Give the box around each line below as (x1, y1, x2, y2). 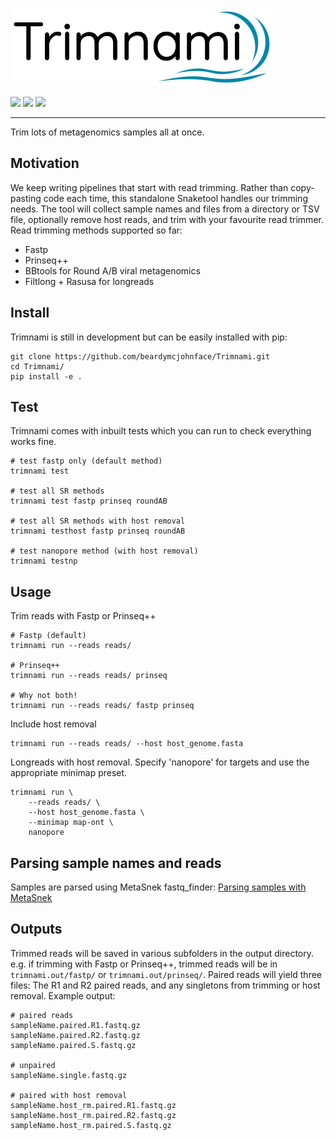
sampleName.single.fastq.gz (10, 1070, 128, 1080)
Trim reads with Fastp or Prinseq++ (10, 610, 157, 622)
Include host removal (10, 718, 97, 730)
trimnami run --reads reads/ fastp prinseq (10, 701, 195, 711)
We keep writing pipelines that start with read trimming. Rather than (10, 181, 289, 193)
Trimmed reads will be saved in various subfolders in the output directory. (10, 947, 315, 959)
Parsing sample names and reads (10, 854, 222, 872)
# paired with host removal (10, 1090, 128, 1100)
